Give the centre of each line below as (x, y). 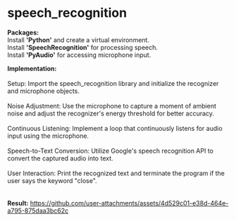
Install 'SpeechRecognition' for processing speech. (83, 47)
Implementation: (32, 68)
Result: (18, 203)
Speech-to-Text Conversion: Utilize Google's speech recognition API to (110, 151)
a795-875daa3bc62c (38, 210)
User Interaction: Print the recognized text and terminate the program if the (116, 173)
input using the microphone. (48, 136)
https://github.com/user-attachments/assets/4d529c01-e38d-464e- (129, 203)
